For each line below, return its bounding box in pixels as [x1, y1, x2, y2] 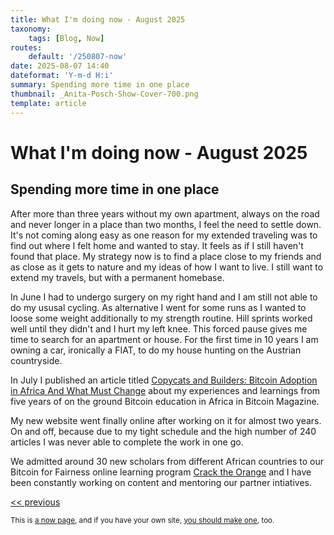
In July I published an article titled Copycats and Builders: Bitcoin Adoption [10, 374, 318, 386]
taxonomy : [10, 24, 52, 34]
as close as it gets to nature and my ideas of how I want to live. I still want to [10, 261, 324, 273]
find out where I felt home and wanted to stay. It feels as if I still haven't [10, 239, 304, 251]
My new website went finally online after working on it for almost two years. [10, 414, 322, 426]
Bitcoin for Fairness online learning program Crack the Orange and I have [10, 466, 312, 478]
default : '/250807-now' [28, 52, 128, 62]
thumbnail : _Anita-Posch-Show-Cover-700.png [10, 89, 199, 99]
